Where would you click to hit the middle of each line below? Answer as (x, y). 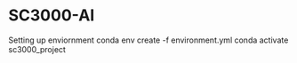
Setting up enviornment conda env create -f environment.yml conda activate (148, 40)
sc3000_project (37, 49)
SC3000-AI (52, 16)
